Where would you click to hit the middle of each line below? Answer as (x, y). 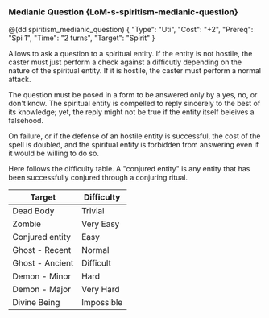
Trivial (93, 211)
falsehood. (26, 121)
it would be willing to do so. (54, 153)
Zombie (27, 224)
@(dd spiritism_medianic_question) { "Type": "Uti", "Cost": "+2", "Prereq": (131, 30)
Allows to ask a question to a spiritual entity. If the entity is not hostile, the (130, 54)
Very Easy (101, 224)
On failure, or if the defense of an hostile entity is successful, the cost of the (134, 136)
